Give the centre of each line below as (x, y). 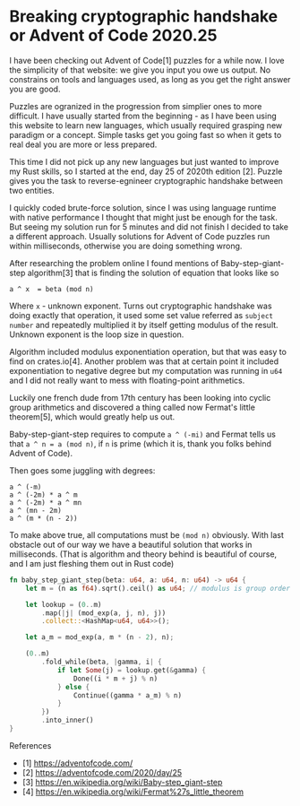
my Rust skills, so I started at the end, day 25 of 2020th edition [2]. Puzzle (146, 171)
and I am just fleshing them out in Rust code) (92, 563)
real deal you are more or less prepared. (83, 144)
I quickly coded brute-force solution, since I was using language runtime (143, 207)
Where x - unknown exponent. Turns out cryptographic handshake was (141, 306)
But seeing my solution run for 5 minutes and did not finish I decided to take (149, 227)
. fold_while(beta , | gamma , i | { (102, 662)
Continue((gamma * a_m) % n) (127, 695)
